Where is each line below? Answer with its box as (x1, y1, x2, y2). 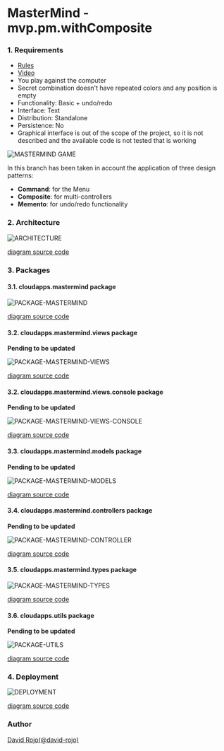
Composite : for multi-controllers (17, 192, 113, 201)
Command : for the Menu (17, 185, 90, 194)
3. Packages (7, 265, 51, 275)
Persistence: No (17, 122, 65, 130)
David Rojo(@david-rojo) (7, 735, 79, 744)
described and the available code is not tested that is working (17, 136, 197, 145)
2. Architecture (7, 218, 61, 228)
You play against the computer (17, 76, 107, 85)
